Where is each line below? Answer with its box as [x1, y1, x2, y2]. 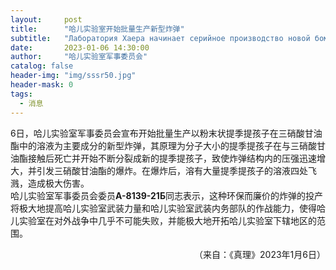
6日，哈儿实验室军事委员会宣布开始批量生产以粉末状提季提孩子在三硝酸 [10, 127, 305, 139]
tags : [10, 89, 33, 99]
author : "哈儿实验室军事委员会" [10, 52, 148, 62]
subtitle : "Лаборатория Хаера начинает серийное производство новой [10, 33, 311, 43]
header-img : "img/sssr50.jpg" [10, 71, 137, 81]
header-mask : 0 [10, 80, 74, 90]
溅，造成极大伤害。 [10, 177, 90, 189]
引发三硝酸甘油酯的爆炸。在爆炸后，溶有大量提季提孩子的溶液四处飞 [36, 164, 317, 176]
